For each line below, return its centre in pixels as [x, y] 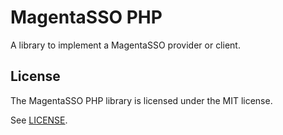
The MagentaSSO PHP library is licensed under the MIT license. [141, 100]
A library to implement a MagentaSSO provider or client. [125, 45]
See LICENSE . [39, 120]
